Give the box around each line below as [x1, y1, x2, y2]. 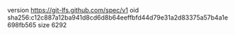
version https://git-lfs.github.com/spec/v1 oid [7, 6, 139, 14]
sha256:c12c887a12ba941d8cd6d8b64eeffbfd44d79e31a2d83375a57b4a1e [7, 13, 229, 22]
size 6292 [38, 21, 67, 29]
